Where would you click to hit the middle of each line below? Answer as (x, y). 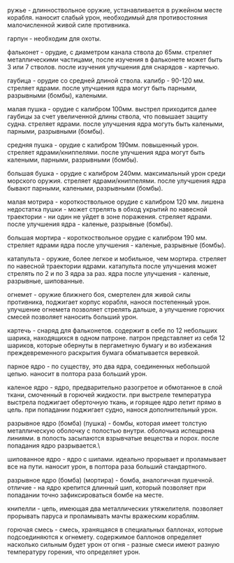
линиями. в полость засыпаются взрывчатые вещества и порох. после (113, 438)
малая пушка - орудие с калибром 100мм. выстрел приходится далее (112, 109)
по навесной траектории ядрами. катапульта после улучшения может (112, 266)
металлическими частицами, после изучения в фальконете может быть (115, 60)
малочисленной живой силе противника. (69, 25)
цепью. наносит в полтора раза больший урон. (78, 374)
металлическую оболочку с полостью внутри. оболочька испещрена (111, 431)
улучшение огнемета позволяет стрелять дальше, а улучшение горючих (116, 310)
